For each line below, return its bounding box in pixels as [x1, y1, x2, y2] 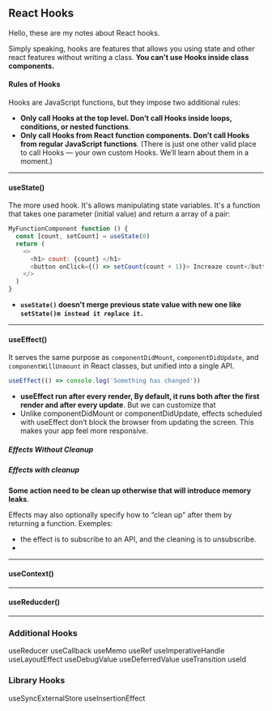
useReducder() [8, 597, 61, 607]
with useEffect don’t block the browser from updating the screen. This [19, 418, 254, 427]
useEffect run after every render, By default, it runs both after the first [19, 392, 260, 401]
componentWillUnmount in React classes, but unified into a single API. [8, 361, 235, 371]
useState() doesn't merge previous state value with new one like [19, 300, 241, 310]
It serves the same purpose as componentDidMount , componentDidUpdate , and [8, 353, 259, 362]
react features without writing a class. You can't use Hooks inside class [8, 52, 249, 62]
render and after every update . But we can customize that [19, 400, 216, 410]
